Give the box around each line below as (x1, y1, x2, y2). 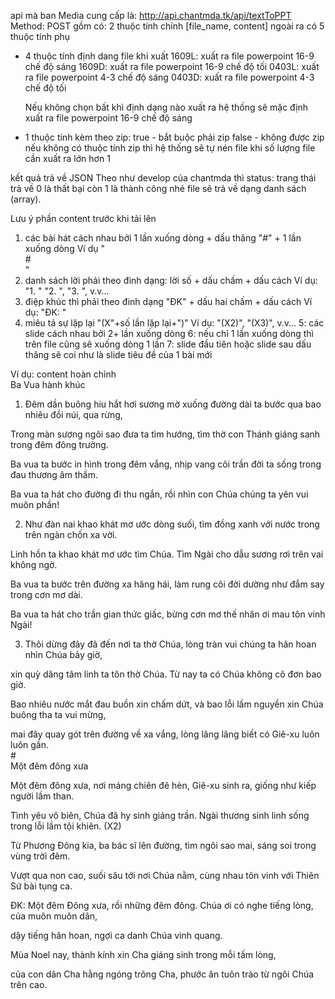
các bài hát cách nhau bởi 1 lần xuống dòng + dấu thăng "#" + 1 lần (24, 232, 302, 244)
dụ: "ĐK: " (24, 306, 67, 318)
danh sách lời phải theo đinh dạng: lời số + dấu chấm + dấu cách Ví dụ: (24, 275, 318, 286)
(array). (10, 193, 42, 205)
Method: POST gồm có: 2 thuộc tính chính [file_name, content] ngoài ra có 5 (10, 20, 325, 32)
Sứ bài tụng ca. (10, 880, 73, 892)
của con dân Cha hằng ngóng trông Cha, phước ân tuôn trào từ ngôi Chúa (10, 968, 315, 980)
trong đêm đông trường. (10, 439, 109, 450)
